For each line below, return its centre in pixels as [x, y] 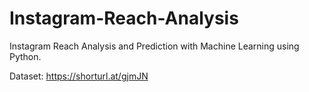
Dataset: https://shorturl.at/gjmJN [79, 76]
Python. [25, 56]
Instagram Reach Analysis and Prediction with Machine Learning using [154, 46]
